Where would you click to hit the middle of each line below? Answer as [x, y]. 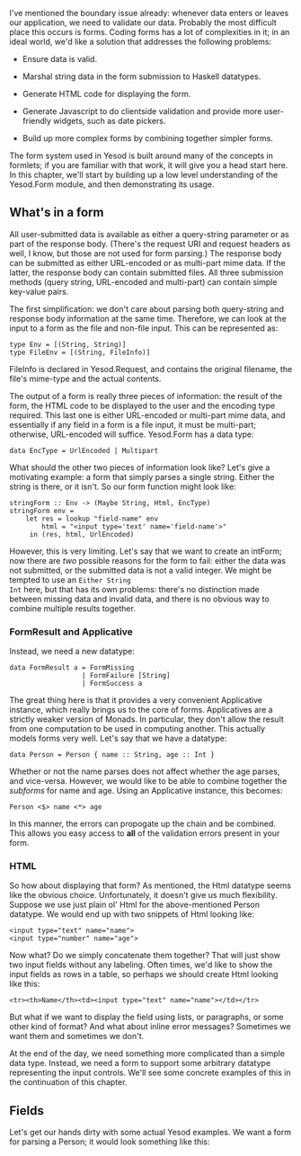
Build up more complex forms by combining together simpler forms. [148, 138]
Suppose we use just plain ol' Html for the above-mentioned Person [135, 905]
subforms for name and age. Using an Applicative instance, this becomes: [146, 791]
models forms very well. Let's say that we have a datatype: [118, 738]
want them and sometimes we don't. [77, 1036]
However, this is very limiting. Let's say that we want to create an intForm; [146, 551]
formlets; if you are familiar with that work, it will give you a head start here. [149, 165]
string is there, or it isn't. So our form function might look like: [123, 486]
